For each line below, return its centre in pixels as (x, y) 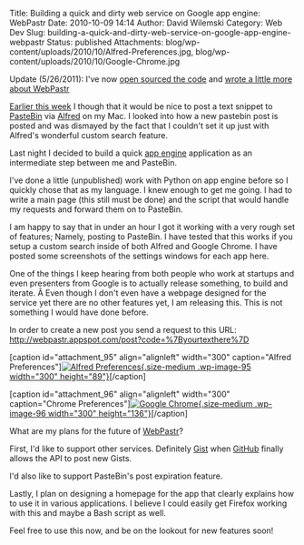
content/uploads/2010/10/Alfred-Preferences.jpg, (102, 52)
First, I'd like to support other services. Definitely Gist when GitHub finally (147, 449)
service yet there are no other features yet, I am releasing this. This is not (146, 303)
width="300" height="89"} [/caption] (78, 376)
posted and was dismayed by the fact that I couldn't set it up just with (139, 126)
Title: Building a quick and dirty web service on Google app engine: (135, 13)
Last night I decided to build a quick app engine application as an (131, 153)
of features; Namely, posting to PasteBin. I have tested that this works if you (151, 237)
